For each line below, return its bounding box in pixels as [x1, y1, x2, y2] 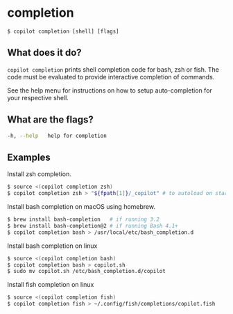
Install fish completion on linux [7, 281, 94, 289]
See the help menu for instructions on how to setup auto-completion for [7, 86, 213, 95]
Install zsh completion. [7, 170, 71, 178]
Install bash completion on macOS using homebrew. [7, 203, 156, 210]
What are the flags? [7, 113, 94, 126]
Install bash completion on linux [7, 242, 98, 250]
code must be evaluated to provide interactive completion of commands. [7, 72, 215, 81]
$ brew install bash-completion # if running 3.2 [7, 216, 159, 223]
